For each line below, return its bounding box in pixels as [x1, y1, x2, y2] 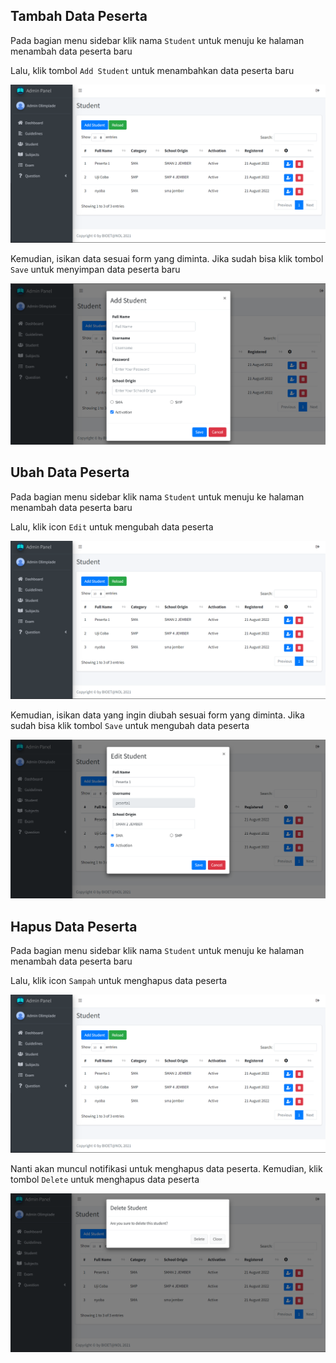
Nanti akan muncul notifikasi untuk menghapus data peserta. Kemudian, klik [10, 1163, 323, 1174]
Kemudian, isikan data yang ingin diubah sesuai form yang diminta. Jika [10, 709, 305, 721]
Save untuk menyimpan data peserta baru [10, 263, 181, 275]
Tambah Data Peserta [10, 8, 148, 25]
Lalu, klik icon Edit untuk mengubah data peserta [10, 520, 214, 533]
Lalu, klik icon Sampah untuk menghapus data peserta [10, 975, 228, 987]
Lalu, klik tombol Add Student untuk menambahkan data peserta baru [10, 64, 295, 76]
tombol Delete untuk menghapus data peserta [10, 1174, 200, 1185]
